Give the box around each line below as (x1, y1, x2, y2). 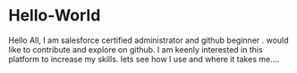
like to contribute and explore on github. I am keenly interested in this (8, 44, 263, 54)
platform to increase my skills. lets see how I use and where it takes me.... (8, 53, 280, 64)
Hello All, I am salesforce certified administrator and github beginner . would (8, 35, 289, 45)
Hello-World (8, 5, 101, 26)
